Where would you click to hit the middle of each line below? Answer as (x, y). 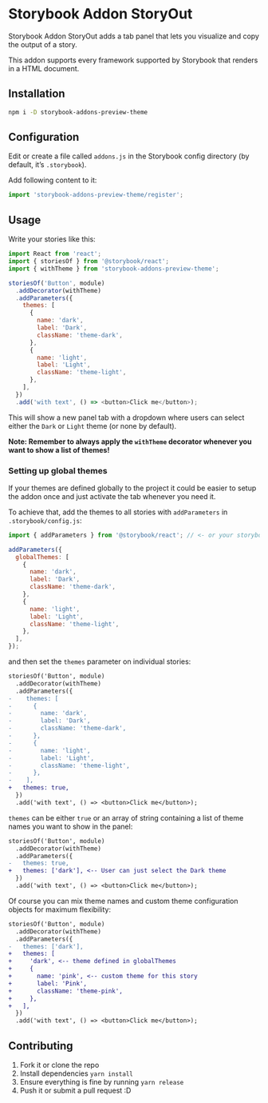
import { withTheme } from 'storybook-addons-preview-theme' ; (114, 269)
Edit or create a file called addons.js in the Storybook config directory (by (129, 156)
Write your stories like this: (52, 239)
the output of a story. (43, 44)
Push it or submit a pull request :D (75, 1090)
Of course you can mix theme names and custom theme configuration (123, 901)
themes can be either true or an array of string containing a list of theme (126, 817)
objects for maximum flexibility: (60, 909)
